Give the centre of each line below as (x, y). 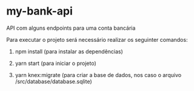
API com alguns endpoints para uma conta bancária (71, 28)
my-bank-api (39, 11)
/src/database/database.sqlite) (53, 81)
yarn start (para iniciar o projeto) (55, 63)
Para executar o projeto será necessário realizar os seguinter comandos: (97, 39)
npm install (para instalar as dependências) (69, 51)
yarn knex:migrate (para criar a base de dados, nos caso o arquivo (98, 75)
